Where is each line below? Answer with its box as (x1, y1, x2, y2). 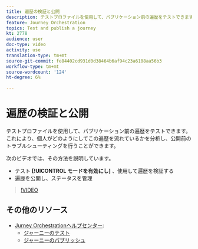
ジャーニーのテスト (23, 229, 70, 236)
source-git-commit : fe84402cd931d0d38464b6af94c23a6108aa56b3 (6, 58, 162, 64)
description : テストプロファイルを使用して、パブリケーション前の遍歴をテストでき (6, 14, 185, 20)
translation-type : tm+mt (6, 53, 67, 58)
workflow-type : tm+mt (6, 63, 60, 70)
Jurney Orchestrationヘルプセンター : (14, 222, 104, 229)
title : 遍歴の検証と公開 (6, 8, 60, 15)
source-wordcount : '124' (6, 69, 67, 75)
